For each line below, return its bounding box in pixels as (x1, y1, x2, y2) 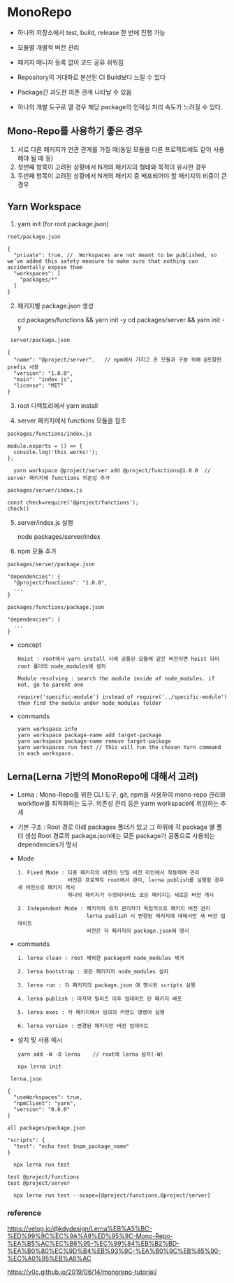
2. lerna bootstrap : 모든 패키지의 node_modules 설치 (17, 968, 169, 975)
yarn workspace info (17, 725, 78, 732)
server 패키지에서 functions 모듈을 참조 (17, 416, 127, 425)
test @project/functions (7, 1174, 80, 1181)
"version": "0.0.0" (13, 1106, 71, 1113)
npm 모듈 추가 (17, 547, 57, 555)
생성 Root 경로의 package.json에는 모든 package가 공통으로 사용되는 (24, 832, 215, 840)
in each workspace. (17, 750, 75, 757)
